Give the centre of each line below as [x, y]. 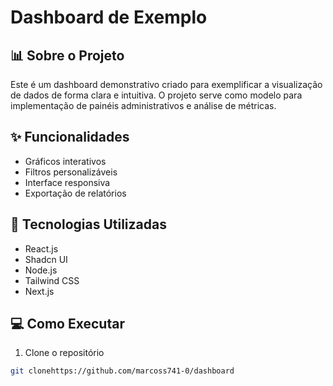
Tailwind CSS [52, 280]
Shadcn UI [46, 259]
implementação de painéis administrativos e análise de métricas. [143, 105]
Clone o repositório [64, 353]
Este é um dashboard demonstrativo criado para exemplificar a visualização [166, 84]
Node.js [41, 270]
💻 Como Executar [67, 324]
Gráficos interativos [65, 161]
